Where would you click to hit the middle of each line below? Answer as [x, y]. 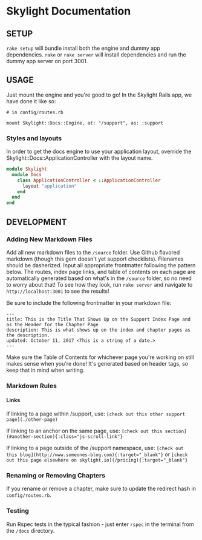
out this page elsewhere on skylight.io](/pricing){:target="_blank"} [97, 460]
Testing [18, 511]
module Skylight [27, 169]
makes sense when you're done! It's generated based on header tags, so [97, 363]
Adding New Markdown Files [49, 239]
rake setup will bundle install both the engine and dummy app [83, 48]
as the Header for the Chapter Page [52, 324]
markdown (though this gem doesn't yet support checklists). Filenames [95, 259]
